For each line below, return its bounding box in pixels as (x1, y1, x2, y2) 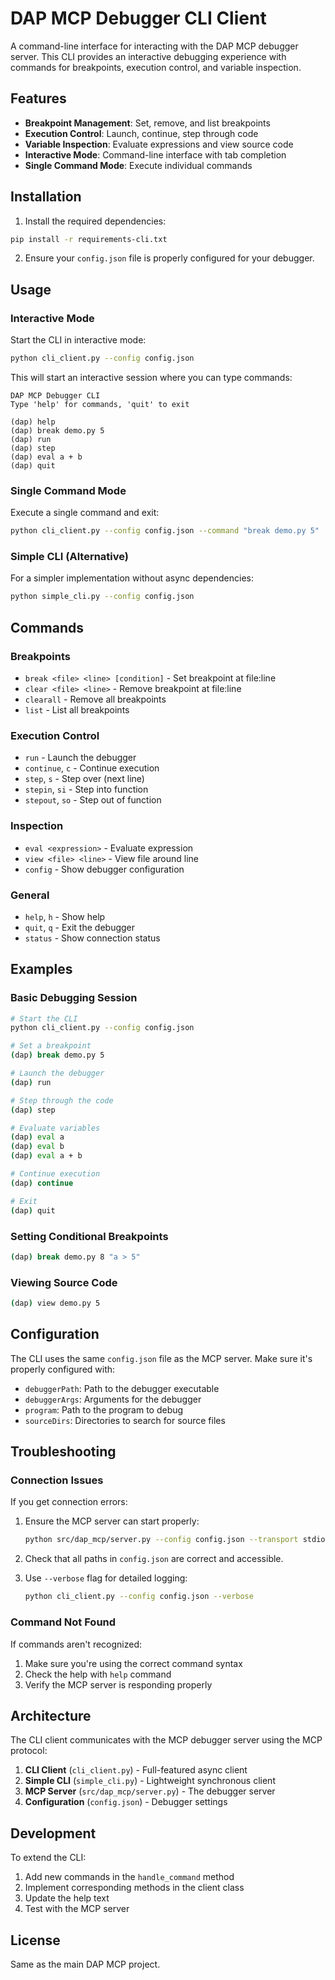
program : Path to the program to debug (24, 1403, 184, 1416)
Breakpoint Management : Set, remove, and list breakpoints (24, 117, 271, 129)
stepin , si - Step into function (24, 783, 149, 796)
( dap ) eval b (10, 1142, 65, 1152)
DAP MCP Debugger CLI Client (10, 7, 267, 30)
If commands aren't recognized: (10, 1638, 143, 1650)
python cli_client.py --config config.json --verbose (24, 1592, 254, 1602)
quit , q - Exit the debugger (24, 921, 136, 933)
